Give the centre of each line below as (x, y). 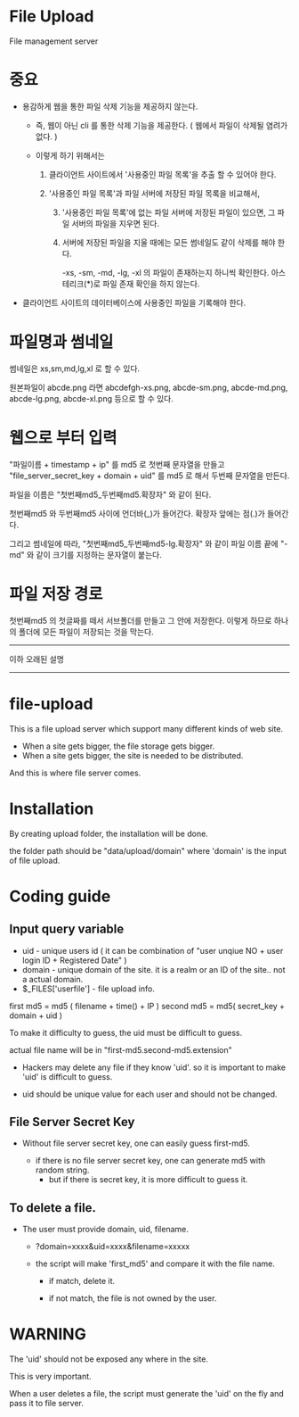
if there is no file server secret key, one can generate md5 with (150, 1161)
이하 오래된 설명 (37, 659)
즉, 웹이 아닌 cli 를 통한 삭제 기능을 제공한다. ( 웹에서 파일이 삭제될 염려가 (162, 125)
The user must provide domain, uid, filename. (105, 1230)
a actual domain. (53, 979)
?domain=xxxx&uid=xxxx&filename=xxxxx (113, 1247)
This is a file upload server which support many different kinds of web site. (146, 728)
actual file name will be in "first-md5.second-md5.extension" (121, 1049)
